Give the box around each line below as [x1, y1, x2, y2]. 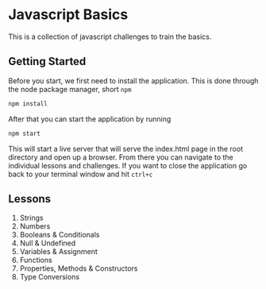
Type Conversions [19, 272, 80, 282]
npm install [8, 99, 48, 108]
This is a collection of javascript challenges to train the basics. [8, 32, 212, 41]
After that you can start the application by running [8, 114, 172, 124]
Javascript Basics [8, 6, 129, 24]
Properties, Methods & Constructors [19, 264, 138, 273]
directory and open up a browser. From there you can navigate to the [8, 152, 234, 162]
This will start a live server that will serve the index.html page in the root [8, 144, 244, 153]
